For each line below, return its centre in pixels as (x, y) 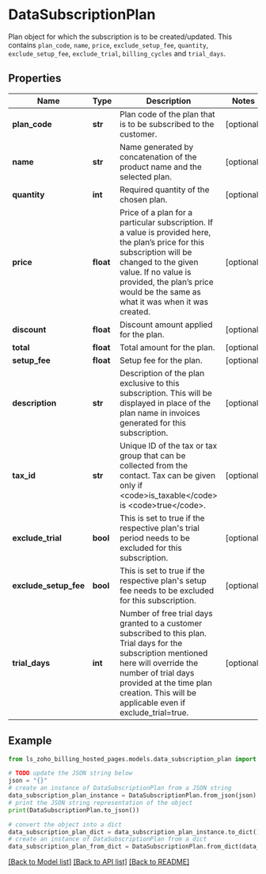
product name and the (161, 167)
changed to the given (159, 262)
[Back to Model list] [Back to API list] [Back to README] (99, 862)
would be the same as (161, 291)
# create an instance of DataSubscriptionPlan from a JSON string (120, 788)
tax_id (24, 476)
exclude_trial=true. (154, 712)
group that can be (153, 456)
